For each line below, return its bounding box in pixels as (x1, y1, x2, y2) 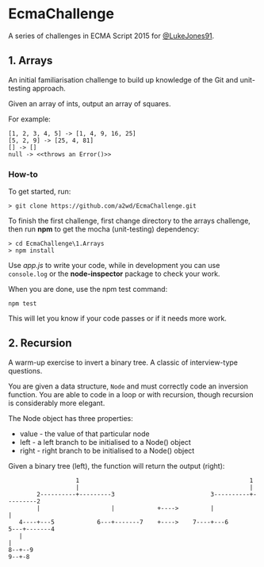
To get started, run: (8, 187, 71, 197)
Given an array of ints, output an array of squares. (8, 98, 171, 108)
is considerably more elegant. (8, 398, 105, 408)
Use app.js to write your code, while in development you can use (8, 261, 220, 270)
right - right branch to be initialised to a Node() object (19, 446, 195, 455)
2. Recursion (8, 336, 72, 350)
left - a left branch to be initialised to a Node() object (19, 437, 192, 446)
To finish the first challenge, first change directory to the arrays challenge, (8, 216, 251, 226)
